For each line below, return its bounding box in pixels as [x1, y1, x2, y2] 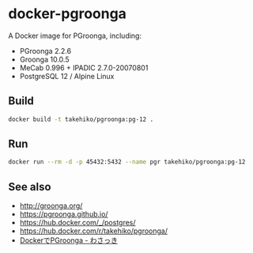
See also [8, 179, 51, 194]
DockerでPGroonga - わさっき [19, 236, 119, 245]
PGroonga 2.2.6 [19, 46, 72, 55]
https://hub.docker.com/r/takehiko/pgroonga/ [19, 226, 168, 236]
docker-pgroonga [8, 5, 126, 23]
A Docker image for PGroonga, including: [8, 31, 142, 40]
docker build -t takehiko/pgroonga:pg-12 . [8, 115, 154, 123]
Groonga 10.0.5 [19, 55, 70, 64]
